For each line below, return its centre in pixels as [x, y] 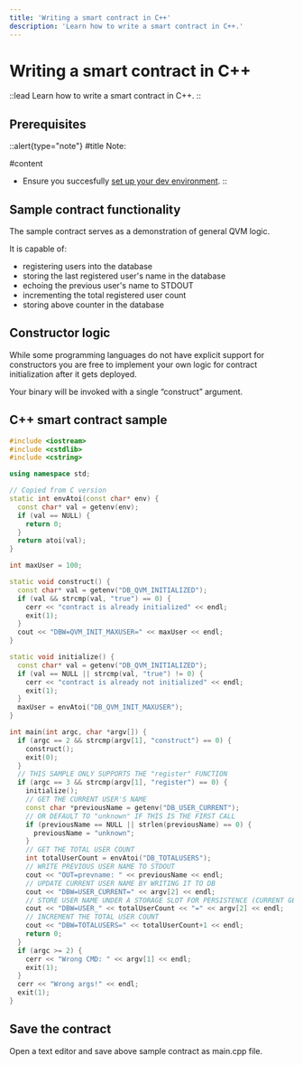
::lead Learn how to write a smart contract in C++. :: [105, 96]
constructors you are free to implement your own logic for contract [133, 364]
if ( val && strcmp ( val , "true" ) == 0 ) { [94, 598]
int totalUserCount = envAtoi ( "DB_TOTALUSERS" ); [119, 858]
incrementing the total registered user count [104, 296]
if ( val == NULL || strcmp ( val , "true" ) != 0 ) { [110, 674]
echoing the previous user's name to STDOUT [108, 286]
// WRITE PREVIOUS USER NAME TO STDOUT [101, 867]
